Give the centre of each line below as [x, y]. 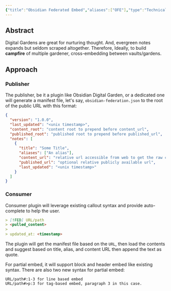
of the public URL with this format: [41, 106]
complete [15, 211]
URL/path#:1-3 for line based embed [44, 279]
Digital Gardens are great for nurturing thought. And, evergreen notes [78, 43]
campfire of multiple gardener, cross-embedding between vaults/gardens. [83, 53]
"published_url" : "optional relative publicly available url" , [87, 162]
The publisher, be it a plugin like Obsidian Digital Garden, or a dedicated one [85, 95]
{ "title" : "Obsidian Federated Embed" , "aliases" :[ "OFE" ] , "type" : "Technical [86, 10]
